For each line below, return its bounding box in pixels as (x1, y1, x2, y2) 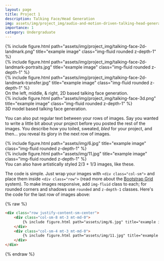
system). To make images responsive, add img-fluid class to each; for (5, 181, 147, 187)
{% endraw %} (5, 251, 35, 257)
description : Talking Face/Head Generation (5, 16, 95, 21)
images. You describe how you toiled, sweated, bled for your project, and (5, 126, 152, 131)
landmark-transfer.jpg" (5, 80, 51, 86)
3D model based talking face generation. (5, 106, 87, 112)
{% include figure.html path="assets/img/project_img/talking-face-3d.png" (5, 95, 156, 101)
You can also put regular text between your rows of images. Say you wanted (5, 116, 159, 121)
